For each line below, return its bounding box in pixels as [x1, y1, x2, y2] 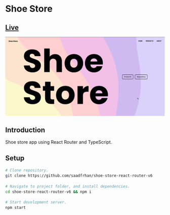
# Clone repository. [5, 168, 49, 173]
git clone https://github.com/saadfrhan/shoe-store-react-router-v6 [5, 173, 153, 179]
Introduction [5, 125, 46, 134]
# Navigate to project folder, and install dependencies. [5, 184, 130, 189]
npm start [5, 205, 26, 210]
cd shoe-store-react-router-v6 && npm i [5, 189, 92, 194]
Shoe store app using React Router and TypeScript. [5, 139, 112, 145]
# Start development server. [5, 200, 67, 205]
